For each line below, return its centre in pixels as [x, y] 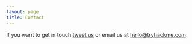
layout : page [23, 12]
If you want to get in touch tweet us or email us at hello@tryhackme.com [96, 34]
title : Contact [25, 17]
